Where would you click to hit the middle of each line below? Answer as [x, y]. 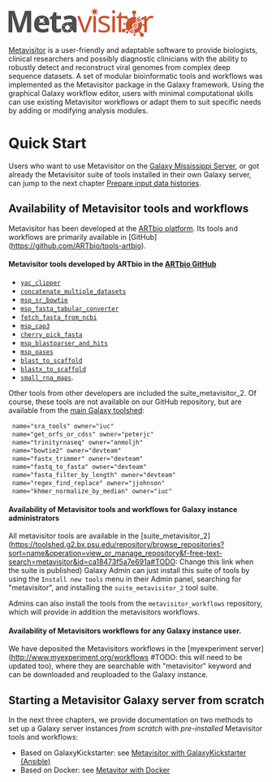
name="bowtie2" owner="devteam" [67, 450]
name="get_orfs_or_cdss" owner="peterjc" [83, 434]
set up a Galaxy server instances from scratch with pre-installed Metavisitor [136, 728]
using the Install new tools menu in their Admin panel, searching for [125, 579]
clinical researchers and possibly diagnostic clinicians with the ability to [128, 59]
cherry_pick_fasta [51, 335]
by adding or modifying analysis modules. [78, 111]
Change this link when [217, 562]
